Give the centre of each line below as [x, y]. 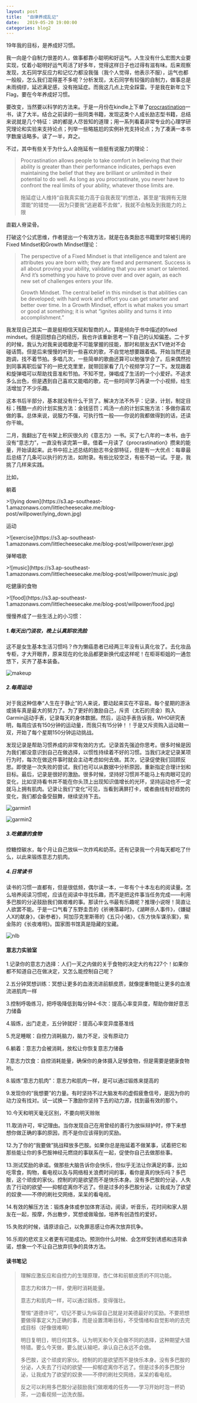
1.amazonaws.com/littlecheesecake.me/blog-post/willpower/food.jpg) [90, 604]
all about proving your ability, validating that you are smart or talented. [105, 269]
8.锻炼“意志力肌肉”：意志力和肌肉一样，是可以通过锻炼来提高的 [83, 1081]
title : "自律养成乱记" [32, 17]
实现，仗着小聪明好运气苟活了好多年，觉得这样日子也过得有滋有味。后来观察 [98, 65]
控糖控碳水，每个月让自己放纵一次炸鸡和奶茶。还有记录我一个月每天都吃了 [96, 849]
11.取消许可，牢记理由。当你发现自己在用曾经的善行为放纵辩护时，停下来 [94, 1125]
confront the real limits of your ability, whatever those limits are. [97, 186]
